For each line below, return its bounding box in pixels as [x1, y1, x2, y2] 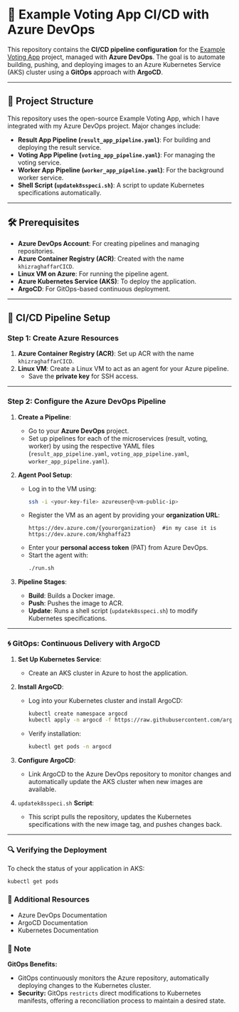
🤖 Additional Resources [7, 894, 90, 904]
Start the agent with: [28, 551, 89, 560]
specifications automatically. [17, 188, 102, 197]
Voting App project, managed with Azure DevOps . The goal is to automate [7, 53, 225, 61]
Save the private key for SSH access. [28, 372, 139, 380]
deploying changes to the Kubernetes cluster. [17, 981, 152, 989]
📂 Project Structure [7, 95, 94, 108]
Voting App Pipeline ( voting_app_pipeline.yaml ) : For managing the [17, 150, 216, 159]
